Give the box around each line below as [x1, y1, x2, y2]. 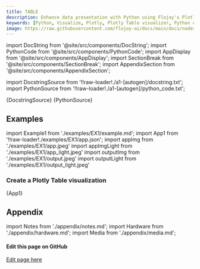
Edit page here [6, 256, 42, 263]
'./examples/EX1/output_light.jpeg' [6, 162, 90, 169]
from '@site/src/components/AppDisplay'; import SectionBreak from [6, 54, 174, 61]
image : [6, 25, 23, 32]
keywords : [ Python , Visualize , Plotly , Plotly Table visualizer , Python [6, 20, 190, 26]
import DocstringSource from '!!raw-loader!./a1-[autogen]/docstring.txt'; [6, 79, 183, 86]
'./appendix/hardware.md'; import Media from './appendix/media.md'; [6, 229, 176, 236]
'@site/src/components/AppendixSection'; [6, 67, 111, 75]
